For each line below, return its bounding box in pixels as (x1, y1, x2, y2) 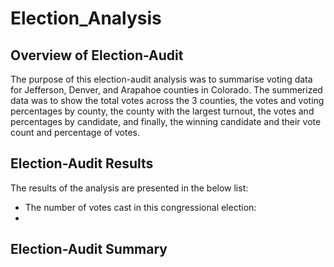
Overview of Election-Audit (10, 47, 184, 64)
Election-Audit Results (10, 155, 154, 172)
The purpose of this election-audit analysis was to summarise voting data (10, 73, 313, 85)
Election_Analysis (10, 7, 162, 30)
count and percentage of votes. (10, 127, 141, 138)
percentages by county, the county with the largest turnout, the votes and (10, 105, 315, 117)
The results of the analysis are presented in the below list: (10, 182, 249, 194)
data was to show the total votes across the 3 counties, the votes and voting (10, 95, 325, 106)
